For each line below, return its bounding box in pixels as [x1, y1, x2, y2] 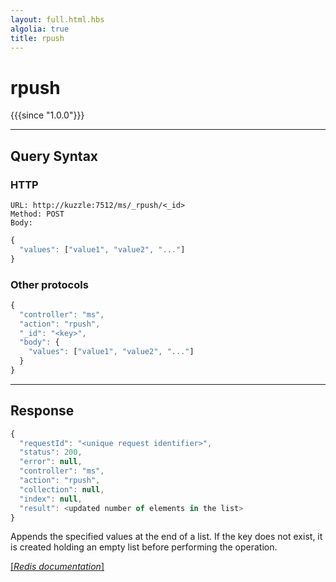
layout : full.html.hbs [10, 14, 105, 25]
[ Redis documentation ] [10, 561, 105, 573]
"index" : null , [19, 494, 83, 504]
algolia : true [10, 24, 70, 34]
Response [10, 402, 75, 420]
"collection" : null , [19, 484, 105, 495]
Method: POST [10, 209, 65, 219]
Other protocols [10, 277, 89, 291]
